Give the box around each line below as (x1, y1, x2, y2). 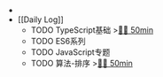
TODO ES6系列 (30, 36, 86, 46)
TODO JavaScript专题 (30, 47, 111, 58)
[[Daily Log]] (17, 14, 64, 25)
